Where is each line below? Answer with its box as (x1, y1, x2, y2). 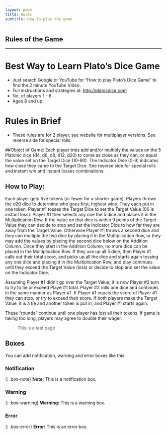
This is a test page (17, 325, 56, 331)
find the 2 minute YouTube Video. (12, 83, 81, 88)
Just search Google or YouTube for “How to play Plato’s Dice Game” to (12, 77, 157, 83)
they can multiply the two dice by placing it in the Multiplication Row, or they (5, 232, 161, 239)
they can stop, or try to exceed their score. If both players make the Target (5, 295, 158, 301)
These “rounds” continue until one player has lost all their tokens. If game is (5, 310, 160, 316)
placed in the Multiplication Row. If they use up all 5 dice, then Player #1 (5, 248, 152, 254)
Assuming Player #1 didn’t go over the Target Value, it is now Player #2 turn (5, 279, 159, 285)
